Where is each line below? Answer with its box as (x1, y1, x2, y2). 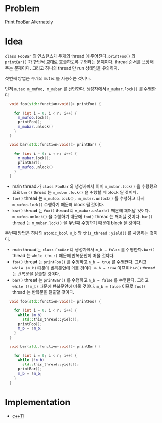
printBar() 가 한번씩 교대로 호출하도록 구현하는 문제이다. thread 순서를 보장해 (5, 59, 154, 65)
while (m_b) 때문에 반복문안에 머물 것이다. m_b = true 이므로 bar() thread (12, 265, 156, 270)
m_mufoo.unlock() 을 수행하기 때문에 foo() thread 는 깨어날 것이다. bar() (12, 213, 153, 219)
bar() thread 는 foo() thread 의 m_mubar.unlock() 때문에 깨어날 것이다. (12, 208, 150, 213)
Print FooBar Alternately (5, 19, 53, 25)
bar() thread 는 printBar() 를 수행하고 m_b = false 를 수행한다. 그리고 (12, 277, 149, 283)
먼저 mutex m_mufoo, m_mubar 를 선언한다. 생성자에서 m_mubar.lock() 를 (5, 86, 143, 92)
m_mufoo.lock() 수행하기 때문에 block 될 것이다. (12, 201, 105, 207)
